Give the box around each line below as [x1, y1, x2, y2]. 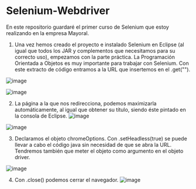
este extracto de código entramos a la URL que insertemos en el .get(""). [14, 66, 191, 73]
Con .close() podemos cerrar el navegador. [14, 176, 119, 183]
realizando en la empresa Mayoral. [6, 29, 90, 36]
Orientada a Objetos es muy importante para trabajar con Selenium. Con [14, 60, 189, 67]
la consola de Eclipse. [14, 112, 67, 119]
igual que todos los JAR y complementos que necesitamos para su [14, 47, 176, 54]
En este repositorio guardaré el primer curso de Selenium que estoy [6, 23, 170, 30]
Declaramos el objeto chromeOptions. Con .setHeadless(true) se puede [14, 135, 187, 142]
